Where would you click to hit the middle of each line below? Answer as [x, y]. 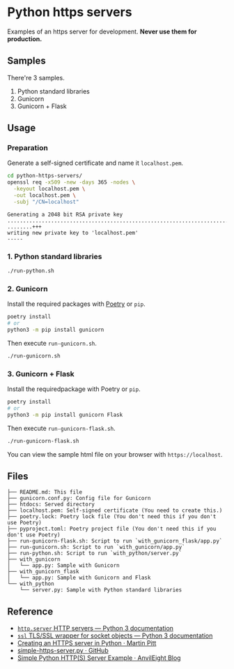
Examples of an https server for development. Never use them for [102, 31]
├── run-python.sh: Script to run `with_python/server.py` [95, 553]
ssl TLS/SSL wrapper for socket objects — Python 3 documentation [115, 635]
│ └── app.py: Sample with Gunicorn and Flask [79, 578]
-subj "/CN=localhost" [46, 202]
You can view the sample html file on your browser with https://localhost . [115, 454]
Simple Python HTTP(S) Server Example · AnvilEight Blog [99, 658]
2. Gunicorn [28, 288]
